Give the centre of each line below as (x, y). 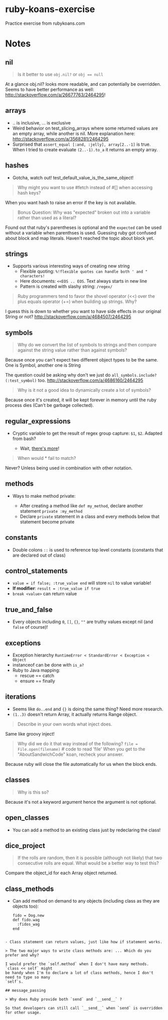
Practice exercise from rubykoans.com (45, 23)
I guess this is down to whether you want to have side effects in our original (83, 312)
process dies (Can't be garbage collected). (50, 405)
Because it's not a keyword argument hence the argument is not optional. (81, 802)
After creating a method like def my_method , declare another (81, 506)
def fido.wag (26, 920)
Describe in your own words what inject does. (65, 724)
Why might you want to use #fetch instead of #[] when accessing (85, 187)
